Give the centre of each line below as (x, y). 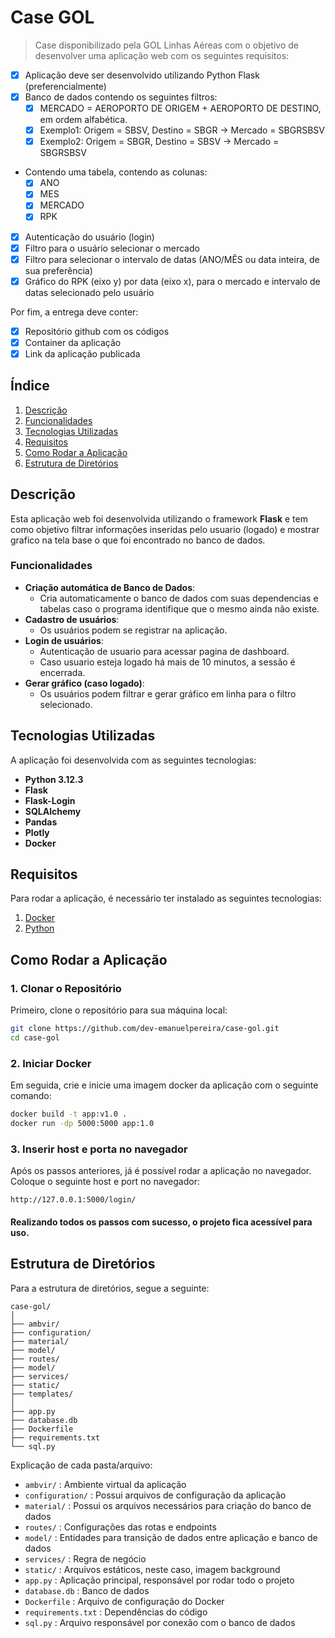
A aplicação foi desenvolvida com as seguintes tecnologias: (133, 760)
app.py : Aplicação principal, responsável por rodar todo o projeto (159, 1580)
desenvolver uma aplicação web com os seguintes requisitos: (162, 55)
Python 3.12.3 (54, 779)
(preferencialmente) (65, 86)
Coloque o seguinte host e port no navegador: (105, 1182)
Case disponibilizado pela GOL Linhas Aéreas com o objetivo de (166, 45)
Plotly (37, 832)
